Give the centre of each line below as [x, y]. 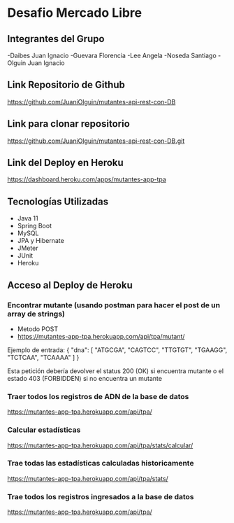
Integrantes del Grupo [56, 39]
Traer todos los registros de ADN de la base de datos [98, 396]
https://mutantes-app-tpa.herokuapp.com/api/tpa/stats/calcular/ [100, 445]
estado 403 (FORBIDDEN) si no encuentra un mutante [85, 378]
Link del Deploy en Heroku [65, 163]
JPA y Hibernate [41, 241]
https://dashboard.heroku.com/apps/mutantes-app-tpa [87, 179]
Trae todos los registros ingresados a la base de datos [101, 496]
